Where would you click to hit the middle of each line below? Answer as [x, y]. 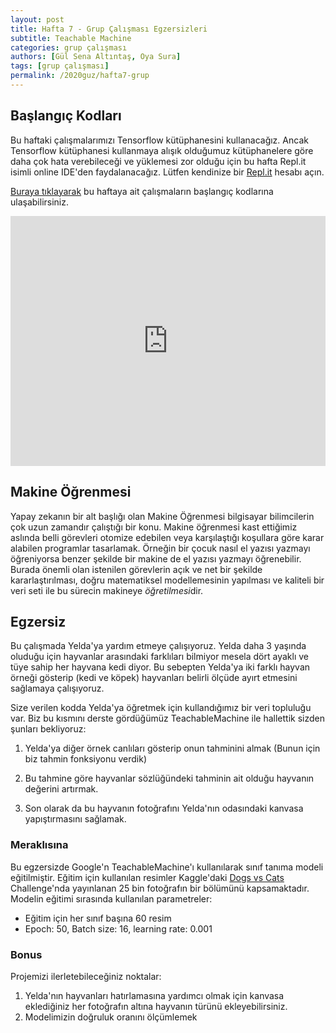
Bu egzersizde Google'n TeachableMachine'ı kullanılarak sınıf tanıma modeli [167, 867]
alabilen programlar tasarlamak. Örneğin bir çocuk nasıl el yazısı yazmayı [160, 548]
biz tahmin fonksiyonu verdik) [86, 759]
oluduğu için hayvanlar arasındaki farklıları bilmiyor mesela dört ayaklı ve [159, 657]
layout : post [37, 19]
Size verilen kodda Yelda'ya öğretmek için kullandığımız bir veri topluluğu [161, 708]
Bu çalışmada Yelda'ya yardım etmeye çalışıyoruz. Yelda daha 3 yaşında [158, 646]
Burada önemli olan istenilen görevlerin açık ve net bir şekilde [136, 569]
